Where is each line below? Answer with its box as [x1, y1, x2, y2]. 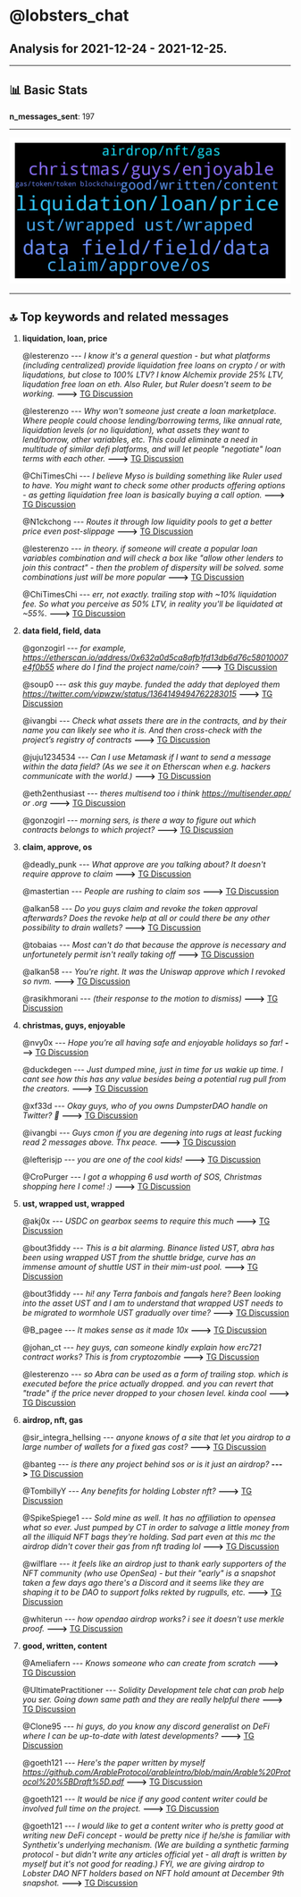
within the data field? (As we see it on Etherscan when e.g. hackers [21, 761, 271, 772]
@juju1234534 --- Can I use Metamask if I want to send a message [21, 752, 272, 763]
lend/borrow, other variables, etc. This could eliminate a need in [21, 435, 258, 445]
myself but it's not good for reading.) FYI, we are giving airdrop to [21, 1859, 265, 1869]
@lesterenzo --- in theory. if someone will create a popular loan [21, 543, 258, 555]
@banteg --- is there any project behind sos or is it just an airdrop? [21, 1459, 270, 1469]
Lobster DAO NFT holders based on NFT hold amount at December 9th [21, 1868, 285, 1879]
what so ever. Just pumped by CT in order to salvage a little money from [21, 1522, 290, 1533]
